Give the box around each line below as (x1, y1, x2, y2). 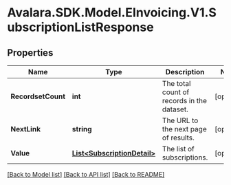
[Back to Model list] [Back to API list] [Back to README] (7, 171, 165, 178)
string (71, 124, 92, 133)
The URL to (162, 116, 199, 125)
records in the (162, 96, 208, 105)
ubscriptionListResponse (7, 19, 154, 35)
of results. (162, 133, 195, 142)
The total (162, 79, 191, 88)
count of (162, 87, 190, 97)
